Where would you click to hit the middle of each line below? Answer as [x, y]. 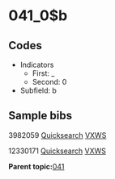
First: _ [43, 73]
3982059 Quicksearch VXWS [57, 135]
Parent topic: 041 [36, 166]
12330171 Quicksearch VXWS [57, 151]
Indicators [37, 65]
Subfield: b [38, 90]
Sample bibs [40, 116]
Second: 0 [49, 82]
